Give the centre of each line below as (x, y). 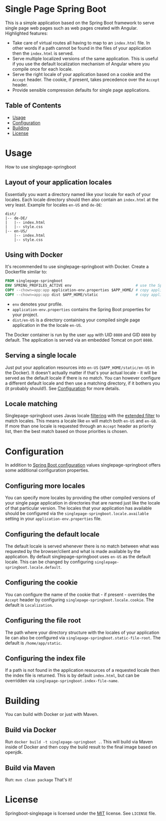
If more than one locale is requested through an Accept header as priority (80, 426)
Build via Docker (31, 730)
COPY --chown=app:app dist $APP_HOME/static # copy (77, 295)
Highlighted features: (26, 33)
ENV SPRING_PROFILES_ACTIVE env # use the (80, 286)
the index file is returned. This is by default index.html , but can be (72, 675)
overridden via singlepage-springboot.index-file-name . (62, 681)
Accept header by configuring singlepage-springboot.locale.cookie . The (80, 600)
